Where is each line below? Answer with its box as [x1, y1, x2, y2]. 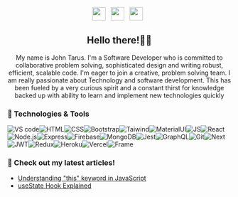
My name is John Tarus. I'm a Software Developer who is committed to [16, 53, 223, 62]
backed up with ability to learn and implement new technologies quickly [14, 91, 225, 100]
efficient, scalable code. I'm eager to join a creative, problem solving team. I [8, 68, 231, 77]
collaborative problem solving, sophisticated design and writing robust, [15, 60, 224, 69]
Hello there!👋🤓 [87, 34, 152, 46]
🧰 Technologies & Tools [7, 109, 90, 119]
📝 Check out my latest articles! [7, 158, 116, 168]
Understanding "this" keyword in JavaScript [17, 174, 147, 183]
